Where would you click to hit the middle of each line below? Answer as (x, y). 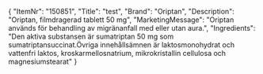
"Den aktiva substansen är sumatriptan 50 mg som (91, 36)
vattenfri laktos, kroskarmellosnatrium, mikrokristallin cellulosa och (117, 53)
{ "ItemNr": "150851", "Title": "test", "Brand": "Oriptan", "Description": (122, 11)
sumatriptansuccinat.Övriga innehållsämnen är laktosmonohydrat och (122, 45)
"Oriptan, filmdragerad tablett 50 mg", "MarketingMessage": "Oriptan (121, 20)
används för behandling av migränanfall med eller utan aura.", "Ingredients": (132, 28)
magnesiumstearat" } (43, 61)
